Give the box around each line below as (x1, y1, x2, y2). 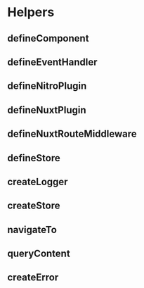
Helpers (7, 4, 55, 20)
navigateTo (7, 223, 58, 236)
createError (7, 272, 59, 284)
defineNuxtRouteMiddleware (7, 128, 137, 140)
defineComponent (7, 32, 89, 44)
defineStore (7, 152, 61, 164)
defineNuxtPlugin (7, 104, 86, 116)
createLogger (7, 175, 68, 187)
